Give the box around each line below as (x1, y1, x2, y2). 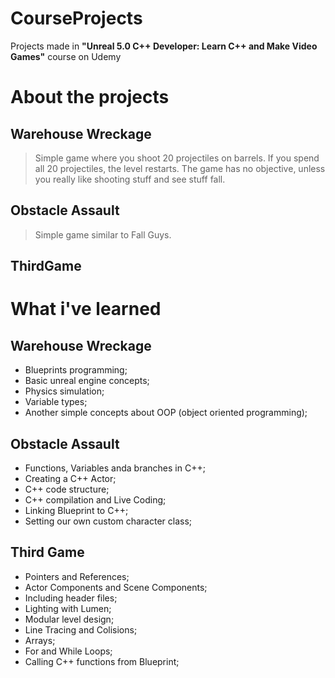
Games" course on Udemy (10, 50, 122, 62)
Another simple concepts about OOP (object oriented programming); (24, 407, 308, 419)
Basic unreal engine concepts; (24, 375, 150, 387)
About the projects (10, 86, 170, 109)
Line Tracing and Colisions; (24, 623, 138, 636)
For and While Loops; (24, 645, 113, 657)
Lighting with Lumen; (24, 602, 112, 614)
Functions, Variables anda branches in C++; (24, 462, 206, 474)
